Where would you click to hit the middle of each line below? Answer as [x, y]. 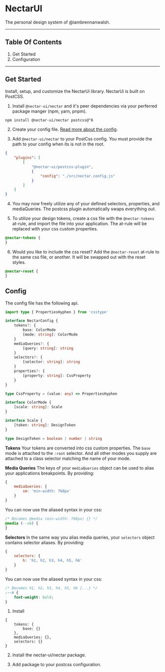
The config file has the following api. [42, 303]
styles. [19, 262]
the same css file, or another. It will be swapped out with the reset [79, 257]
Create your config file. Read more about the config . [65, 129]
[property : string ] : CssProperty [57, 376]
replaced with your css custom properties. [55, 229]
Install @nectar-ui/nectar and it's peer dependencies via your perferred [84, 106]
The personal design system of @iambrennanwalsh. [58, 22]
